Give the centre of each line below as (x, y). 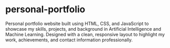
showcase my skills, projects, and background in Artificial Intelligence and (83, 29)
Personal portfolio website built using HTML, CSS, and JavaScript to (77, 23)
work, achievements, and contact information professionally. (69, 40)
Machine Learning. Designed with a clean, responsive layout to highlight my (85, 34)
